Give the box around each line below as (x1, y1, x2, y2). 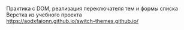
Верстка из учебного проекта (6, 11, 82, 18)
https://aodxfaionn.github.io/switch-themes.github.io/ (6, 18, 139, 24)
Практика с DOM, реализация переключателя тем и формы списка (6, 5, 179, 12)
